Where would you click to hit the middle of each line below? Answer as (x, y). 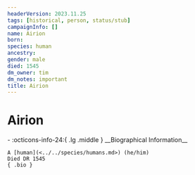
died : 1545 (23, 66)
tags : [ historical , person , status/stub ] (69, 20)
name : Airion (26, 33)
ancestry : (22, 53)
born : (15, 40)
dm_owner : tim (28, 72)
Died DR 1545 (26, 159)
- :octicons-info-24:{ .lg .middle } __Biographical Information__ (97, 140)
